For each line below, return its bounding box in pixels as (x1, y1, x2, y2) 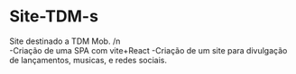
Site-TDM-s (9, 6, 99, 27)
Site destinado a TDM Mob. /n (9, 36, 121, 46)
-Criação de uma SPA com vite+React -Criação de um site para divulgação (9, 45, 288, 55)
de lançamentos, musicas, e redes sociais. (9, 54, 167, 65)
